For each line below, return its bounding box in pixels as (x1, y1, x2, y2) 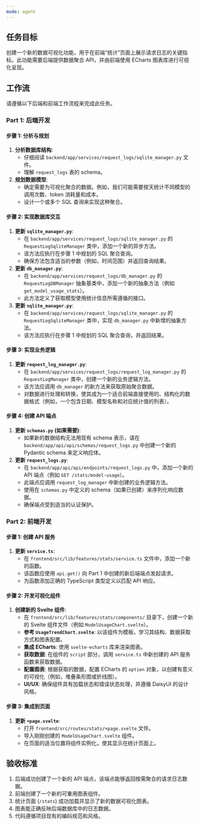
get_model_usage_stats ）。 (23, 286, 88, 294)
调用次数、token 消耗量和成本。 (23, 191, 102, 198)
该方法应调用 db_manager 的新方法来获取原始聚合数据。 (23, 383, 158, 390)
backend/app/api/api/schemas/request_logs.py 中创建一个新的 (23, 441, 176, 449)
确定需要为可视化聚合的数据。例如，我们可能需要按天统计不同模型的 (23, 184, 191, 191)
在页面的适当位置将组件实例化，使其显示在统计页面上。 (23, 739, 159, 747)
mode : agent (6, 8, 36, 15)
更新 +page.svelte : (14, 717, 61, 724)
